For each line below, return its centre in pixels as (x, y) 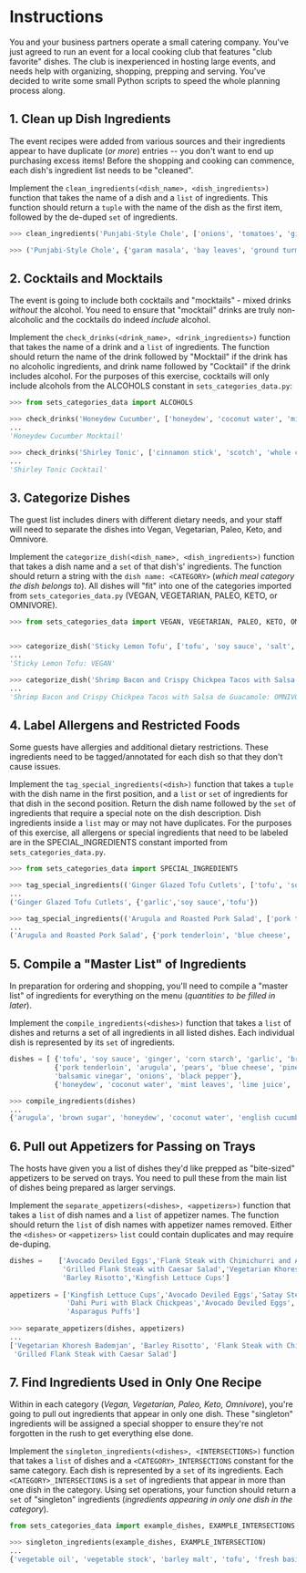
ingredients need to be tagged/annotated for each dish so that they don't (146, 757)
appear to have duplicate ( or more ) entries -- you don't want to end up (142, 150)
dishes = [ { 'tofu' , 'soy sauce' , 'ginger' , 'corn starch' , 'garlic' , (146, 1060)
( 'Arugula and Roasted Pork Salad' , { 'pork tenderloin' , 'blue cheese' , (150, 936)
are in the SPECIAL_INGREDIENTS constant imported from (118, 843)
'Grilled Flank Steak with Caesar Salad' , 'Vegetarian (167, 1269)
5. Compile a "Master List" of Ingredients (128, 964)
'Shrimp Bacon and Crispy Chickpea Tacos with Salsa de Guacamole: (140, 697)
